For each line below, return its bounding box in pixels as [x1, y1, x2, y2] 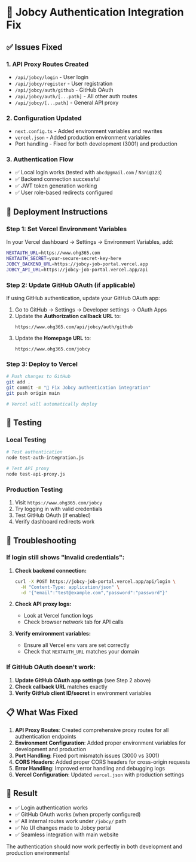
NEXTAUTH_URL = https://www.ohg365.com [6, 250, 100, 256]
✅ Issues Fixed [6, 42, 63, 52]
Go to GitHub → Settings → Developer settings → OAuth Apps [14, 306, 167, 313]
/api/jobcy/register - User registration [14, 80, 113, 87]
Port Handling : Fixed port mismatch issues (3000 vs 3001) [14, 752, 160, 759]
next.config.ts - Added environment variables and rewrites [14, 128, 163, 135]
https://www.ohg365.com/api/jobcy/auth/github [14, 323, 133, 330]
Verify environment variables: [14, 630, 91, 637]
